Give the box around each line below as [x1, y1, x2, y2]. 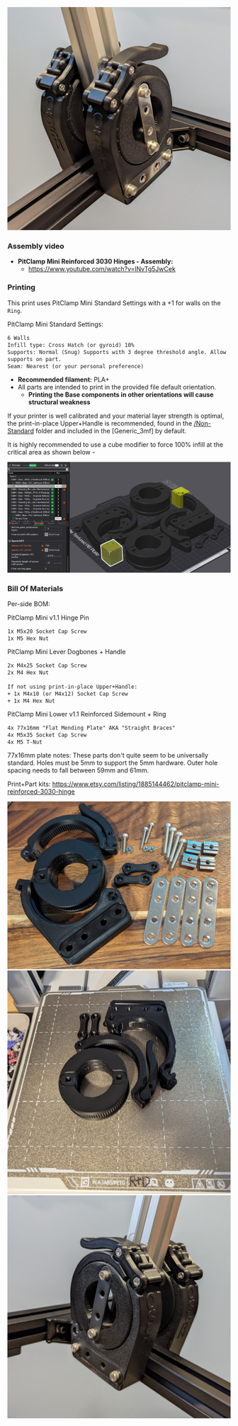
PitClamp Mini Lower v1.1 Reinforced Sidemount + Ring [7, 710, 166, 719]
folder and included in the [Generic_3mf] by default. [35, 426, 187, 435]
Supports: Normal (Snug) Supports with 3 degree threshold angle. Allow [7, 348, 227, 355]
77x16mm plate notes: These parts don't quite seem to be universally [7, 751, 209, 760]
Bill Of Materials [7, 583, 64, 593]
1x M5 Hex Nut [7, 635, 50, 642]
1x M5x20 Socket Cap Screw [7, 628, 87, 635]
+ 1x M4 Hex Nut [7, 697, 55, 705]
